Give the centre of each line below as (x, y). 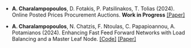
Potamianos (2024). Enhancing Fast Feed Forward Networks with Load (98, 33)
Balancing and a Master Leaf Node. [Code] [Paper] (74, 39)
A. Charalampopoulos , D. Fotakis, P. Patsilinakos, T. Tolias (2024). (93, 9)
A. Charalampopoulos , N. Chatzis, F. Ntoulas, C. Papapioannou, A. (94, 26)
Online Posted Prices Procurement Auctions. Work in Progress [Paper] (98, 15)
